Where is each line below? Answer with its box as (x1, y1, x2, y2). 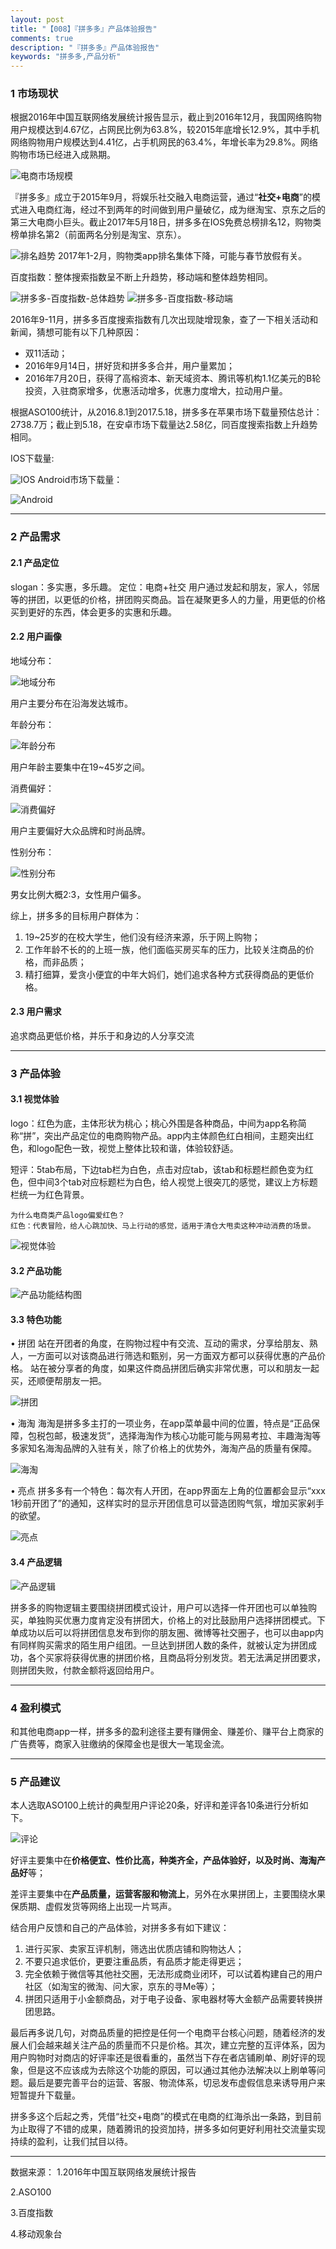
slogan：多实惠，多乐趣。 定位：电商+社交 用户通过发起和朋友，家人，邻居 (10, 581, 321, 593)
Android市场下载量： (37, 474, 123, 486)
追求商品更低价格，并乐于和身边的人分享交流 (10, 1029, 195, 1041)
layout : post (10, 14, 65, 25)
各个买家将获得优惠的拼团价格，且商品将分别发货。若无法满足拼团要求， (27, 1651, 326, 1663)
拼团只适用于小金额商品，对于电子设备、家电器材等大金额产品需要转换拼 (24, 1993, 323, 2005)
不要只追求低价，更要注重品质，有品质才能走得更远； (24, 1956, 245, 1968)
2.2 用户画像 (10, 631, 62, 643)
